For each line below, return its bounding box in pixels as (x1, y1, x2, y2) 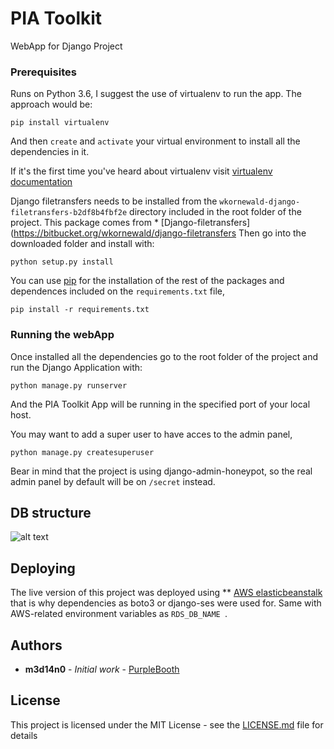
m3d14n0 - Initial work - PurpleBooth (24, 663, 180, 675)
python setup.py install (10, 257, 114, 267)
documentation (10, 176, 73, 188)
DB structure (10, 504, 92, 521)
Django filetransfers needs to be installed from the (10, 195, 218, 207)
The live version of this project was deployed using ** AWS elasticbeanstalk (10, 587, 323, 599)
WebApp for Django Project (10, 40, 123, 52)
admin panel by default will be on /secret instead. (10, 475, 216, 487)
